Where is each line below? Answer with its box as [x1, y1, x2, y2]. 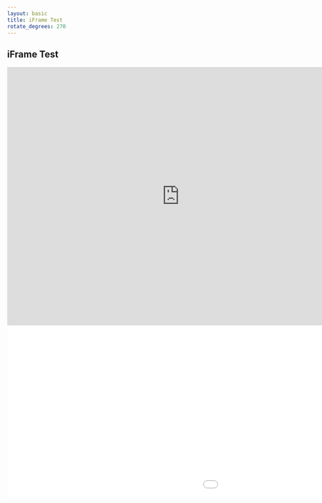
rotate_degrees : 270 [7, 23, 67, 30]
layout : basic [7, 10, 48, 17]
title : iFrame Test [7, 17, 63, 23]
